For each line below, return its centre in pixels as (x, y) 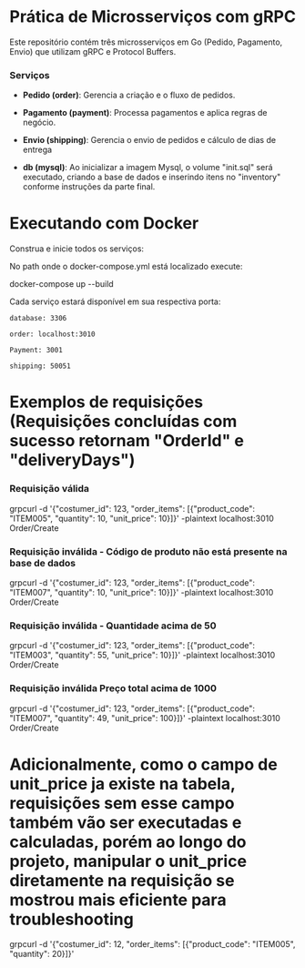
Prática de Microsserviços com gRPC (152, 17)
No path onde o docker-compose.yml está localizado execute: (126, 267)
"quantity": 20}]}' (42, 954)
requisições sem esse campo (122, 803)
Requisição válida (49, 489)
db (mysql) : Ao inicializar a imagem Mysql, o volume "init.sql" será (147, 168)
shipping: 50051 (40, 366)
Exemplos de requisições (106, 402)
